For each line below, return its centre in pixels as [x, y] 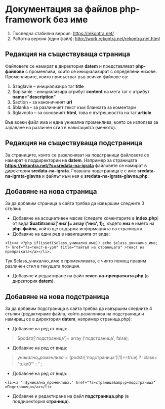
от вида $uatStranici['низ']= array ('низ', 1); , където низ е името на [83, 223]
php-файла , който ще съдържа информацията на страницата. [78, 229]
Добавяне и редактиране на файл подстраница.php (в [71, 396]
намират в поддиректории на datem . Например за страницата [71, 160]
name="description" [34, 97]
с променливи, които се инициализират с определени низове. [91, 71]
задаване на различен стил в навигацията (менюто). [61, 127]
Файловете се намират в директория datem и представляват [70, 66]
